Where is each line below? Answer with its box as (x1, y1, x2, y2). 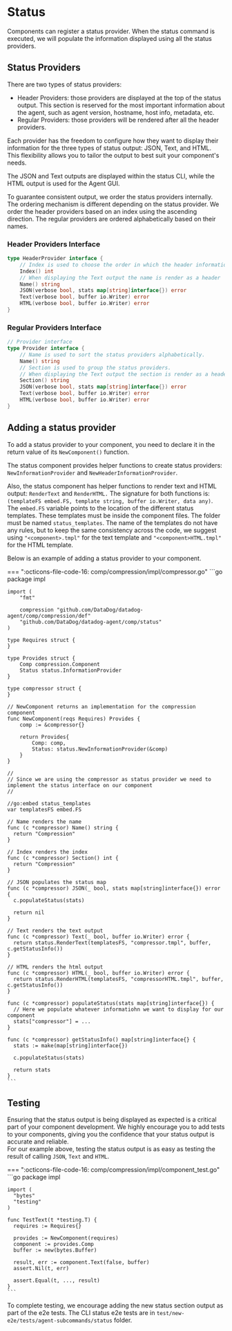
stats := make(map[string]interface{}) (13, 1042, 128, 1049)
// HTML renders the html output (7, 963, 104, 971)
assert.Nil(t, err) (13, 1265, 70, 1272)
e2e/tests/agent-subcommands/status (7, 1317, 113, 1325)
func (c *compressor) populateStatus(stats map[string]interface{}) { (7, 1000, 215, 1007)
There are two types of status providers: (7, 80, 122, 89)
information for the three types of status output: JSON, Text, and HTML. (7, 143, 212, 152)
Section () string (19, 377, 70, 384)
